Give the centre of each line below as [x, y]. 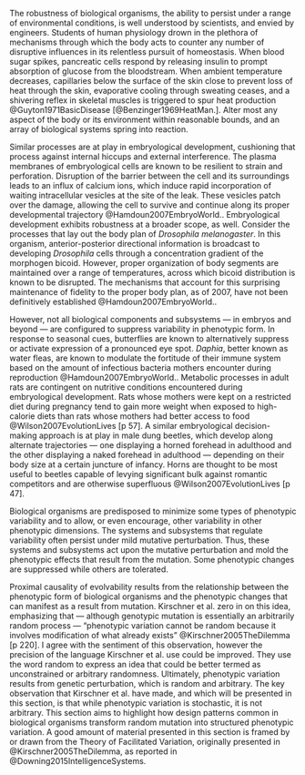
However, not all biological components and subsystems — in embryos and [150, 319]
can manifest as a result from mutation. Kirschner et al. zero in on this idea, [150, 606]
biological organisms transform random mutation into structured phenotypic [152, 722]
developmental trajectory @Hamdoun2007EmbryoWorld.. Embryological [145, 214]
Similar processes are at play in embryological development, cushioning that [152, 147]
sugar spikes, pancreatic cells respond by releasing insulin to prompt [139, 61]
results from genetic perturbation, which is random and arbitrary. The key [147, 683]
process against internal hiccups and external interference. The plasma [143, 157]
